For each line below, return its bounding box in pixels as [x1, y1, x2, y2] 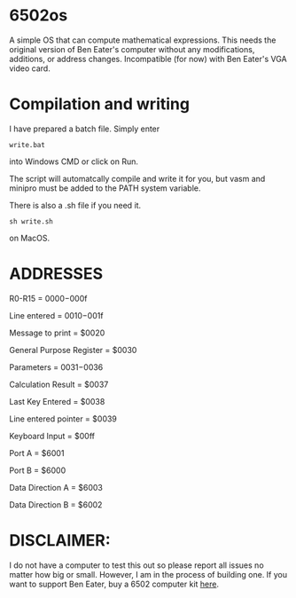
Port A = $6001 [9, 447, 65, 458]
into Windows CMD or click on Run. [9, 156, 139, 167]
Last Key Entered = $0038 [9, 396, 105, 406]
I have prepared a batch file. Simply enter [9, 123, 160, 134]
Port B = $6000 [9, 465, 66, 476]
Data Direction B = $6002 [9, 499, 103, 510]
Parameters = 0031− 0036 [9, 361, 104, 373]
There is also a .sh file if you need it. [9, 200, 142, 210]
